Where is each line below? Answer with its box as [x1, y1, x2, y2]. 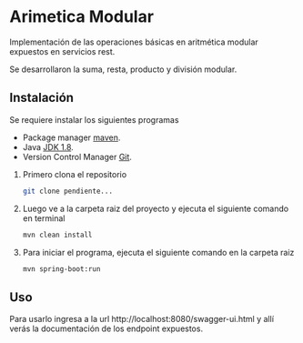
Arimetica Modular [9, 6, 155, 27]
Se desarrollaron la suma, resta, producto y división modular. [9, 64, 237, 75]
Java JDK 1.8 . [22, 141, 75, 152]
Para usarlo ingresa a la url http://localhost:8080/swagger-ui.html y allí [9, 314, 275, 325]
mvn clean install [22, 230, 93, 239]
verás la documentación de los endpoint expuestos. [9, 323, 203, 334]
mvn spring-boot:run [22, 264, 101, 274]
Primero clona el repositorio [22, 168, 127, 179]
